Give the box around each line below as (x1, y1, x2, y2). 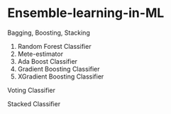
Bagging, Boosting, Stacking (7, 28, 90, 37)
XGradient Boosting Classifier (17, 72, 104, 81)
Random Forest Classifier (17, 42, 92, 50)
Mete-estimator (17, 50, 64, 58)
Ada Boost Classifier (17, 57, 78, 65)
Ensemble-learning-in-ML (7, 5, 165, 21)
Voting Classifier (7, 86, 55, 94)
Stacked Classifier (7, 99, 61, 108)
